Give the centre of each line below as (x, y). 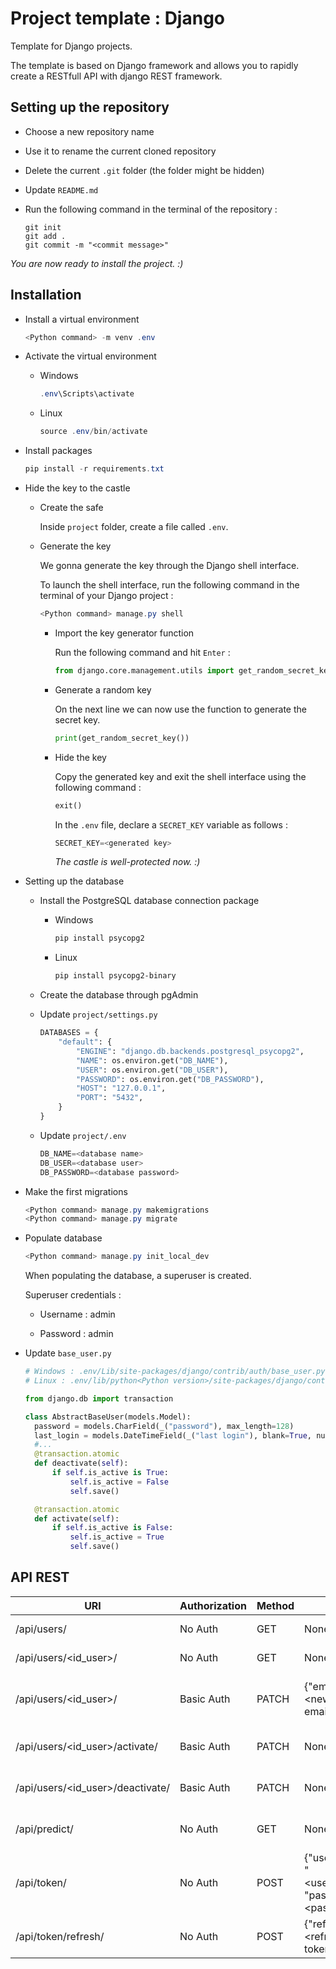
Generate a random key (103, 689)
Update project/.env (83, 1135)
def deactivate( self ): (81, 1463)
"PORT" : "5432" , (109, 1098)
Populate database (63, 1238)
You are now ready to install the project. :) (97, 263)
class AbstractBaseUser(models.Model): (108, 1417)
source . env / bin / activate (93, 432)
